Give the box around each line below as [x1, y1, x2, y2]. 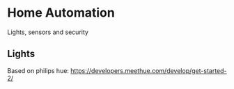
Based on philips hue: [7, 66, 70, 74]
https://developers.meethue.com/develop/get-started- [70, 66, 228, 74]
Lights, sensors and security [7, 28, 89, 36]
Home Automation [7, 5, 115, 21]
